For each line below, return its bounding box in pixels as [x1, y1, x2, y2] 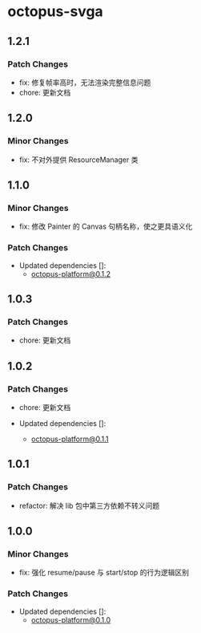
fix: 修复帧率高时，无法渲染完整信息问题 [18, 77, 151, 87]
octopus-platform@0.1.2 [30, 269, 111, 278]
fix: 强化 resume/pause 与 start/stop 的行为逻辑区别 [18, 568, 190, 578]
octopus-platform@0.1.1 [30, 434, 109, 444]
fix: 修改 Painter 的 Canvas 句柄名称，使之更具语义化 [18, 221, 193, 231]
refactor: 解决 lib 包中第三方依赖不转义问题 [18, 501, 160, 510]
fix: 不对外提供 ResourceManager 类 [18, 155, 139, 164]
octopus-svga [7, 2, 103, 21]
